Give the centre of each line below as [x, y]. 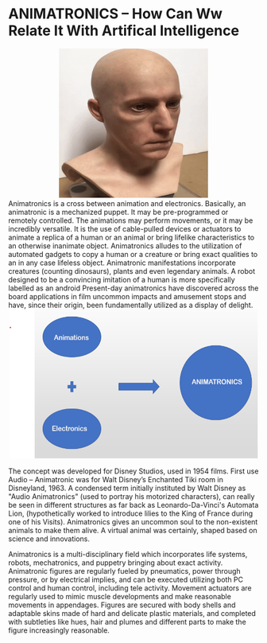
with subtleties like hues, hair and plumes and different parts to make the [127, 622]
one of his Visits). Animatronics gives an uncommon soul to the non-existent [133, 521]
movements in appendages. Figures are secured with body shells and [122, 605]
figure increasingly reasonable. [59, 630]
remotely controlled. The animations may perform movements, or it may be [131, 220]
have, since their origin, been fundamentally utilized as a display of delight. [131, 305]
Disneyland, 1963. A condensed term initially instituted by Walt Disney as [127, 488]
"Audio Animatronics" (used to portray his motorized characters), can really [132, 496]
